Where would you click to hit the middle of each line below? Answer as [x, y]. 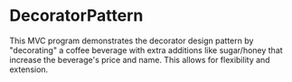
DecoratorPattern [76, 16]
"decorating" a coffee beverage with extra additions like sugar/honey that [146, 50]
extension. [29, 69]
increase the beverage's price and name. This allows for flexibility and [140, 59]
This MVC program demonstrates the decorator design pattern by [132, 41]
